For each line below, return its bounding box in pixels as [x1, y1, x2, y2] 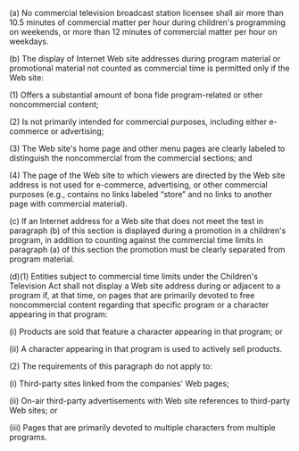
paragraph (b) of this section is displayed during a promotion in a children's [9, 225, 287, 236]
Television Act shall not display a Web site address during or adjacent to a [9, 280, 281, 291]
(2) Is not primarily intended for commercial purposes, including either [9, 116, 268, 127]
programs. [9, 432, 47, 442]
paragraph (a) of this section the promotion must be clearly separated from [9, 245, 286, 255]
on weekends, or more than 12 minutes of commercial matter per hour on [9, 27, 278, 37]
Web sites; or [9, 405, 58, 415]
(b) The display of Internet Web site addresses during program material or [9, 54, 281, 63]
